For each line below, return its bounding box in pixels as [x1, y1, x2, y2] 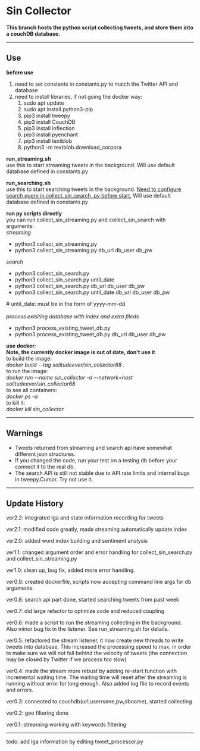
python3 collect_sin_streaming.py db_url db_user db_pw [14, 246, 153, 254]
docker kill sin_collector [6, 405, 64, 412]
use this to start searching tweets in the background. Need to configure [6, 186, 182, 193]
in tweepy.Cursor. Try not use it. [14, 475, 93, 483]
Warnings [6, 428, 43, 439]
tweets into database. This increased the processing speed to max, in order [6, 643, 192, 650]
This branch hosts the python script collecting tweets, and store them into [6, 24, 193, 31]
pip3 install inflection [23, 124, 76, 132]
